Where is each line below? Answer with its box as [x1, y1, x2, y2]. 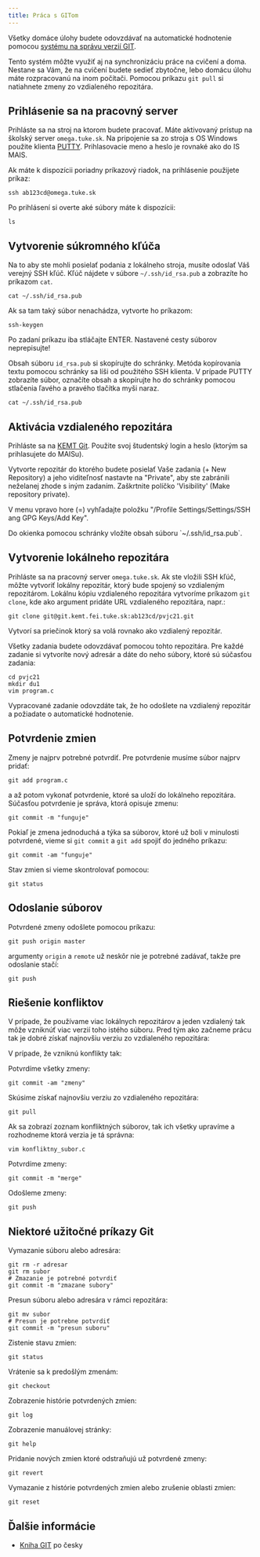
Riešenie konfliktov [8, 996, 104, 1009]
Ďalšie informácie [8, 1519, 96, 1533]
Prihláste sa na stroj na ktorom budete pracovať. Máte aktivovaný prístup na [8, 125, 253, 134]
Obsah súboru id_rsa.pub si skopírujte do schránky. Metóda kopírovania [8, 358, 241, 368]
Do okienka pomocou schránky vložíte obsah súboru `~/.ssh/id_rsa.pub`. [8, 528, 243, 538]
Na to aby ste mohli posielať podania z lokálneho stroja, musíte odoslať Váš [8, 260, 251, 270]
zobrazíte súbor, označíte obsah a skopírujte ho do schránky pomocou [8, 375, 236, 385]
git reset [8, 1498, 41, 1506]
